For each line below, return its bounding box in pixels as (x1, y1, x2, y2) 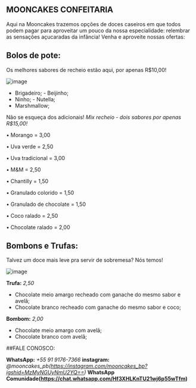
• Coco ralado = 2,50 (6, 212, 58, 219)
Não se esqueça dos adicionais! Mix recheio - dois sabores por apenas (6, 113, 182, 121)
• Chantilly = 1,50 (6, 177, 49, 184)
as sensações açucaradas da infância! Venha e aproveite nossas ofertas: (6, 33, 185, 40)
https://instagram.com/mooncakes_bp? (50, 362, 148, 370)
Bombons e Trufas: (6, 241, 79, 251)
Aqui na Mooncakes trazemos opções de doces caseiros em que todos (6, 20, 181, 27)
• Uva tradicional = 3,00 (6, 154, 66, 161)
